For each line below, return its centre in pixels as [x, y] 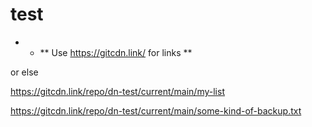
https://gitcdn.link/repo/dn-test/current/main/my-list [117, 91]
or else [24, 72]
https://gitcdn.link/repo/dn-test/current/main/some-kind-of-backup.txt [156, 110]
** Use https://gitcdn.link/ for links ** [116, 52]
